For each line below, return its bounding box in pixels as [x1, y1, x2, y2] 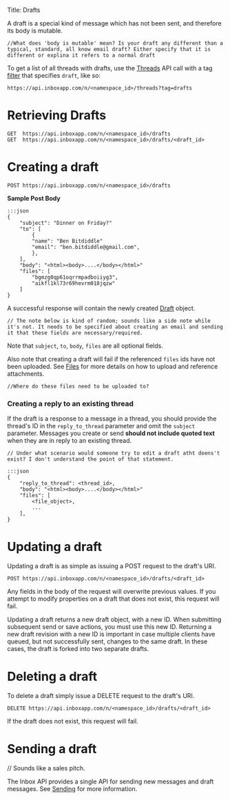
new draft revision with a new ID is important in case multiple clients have [7, 630, 216, 639]
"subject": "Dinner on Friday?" [19, 219, 112, 226]
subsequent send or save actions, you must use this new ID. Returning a [7, 623, 212, 631]
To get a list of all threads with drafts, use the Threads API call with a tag [7, 64, 213, 72]
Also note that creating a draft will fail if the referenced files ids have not [7, 354, 216, 363]
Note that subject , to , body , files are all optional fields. [7, 341, 164, 350]
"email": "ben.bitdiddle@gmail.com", [32, 243, 140, 250]
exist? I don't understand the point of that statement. [7, 456, 174, 463]
